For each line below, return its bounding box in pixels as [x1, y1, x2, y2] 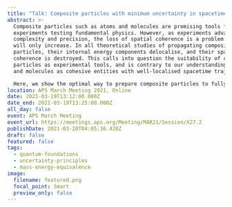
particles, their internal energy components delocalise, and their [13, 49, 215, 56]
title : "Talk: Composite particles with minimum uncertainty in [7, 10, 196, 17]
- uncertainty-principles [13, 157, 88, 164]
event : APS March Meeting [7, 112, 81, 119]
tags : [7, 144, 23, 152]
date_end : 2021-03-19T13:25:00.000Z [7, 99, 113, 107]
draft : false [7, 132, 45, 139]
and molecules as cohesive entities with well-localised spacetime [13, 68, 212, 75]
